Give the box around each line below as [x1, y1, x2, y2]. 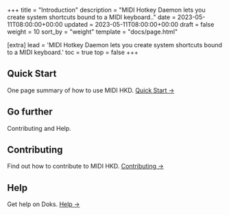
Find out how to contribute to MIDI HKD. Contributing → [7, 162, 165, 170]
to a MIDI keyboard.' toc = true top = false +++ [7, 48, 138, 56]
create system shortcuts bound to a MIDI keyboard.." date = [7, 13, 176, 21]
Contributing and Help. [7, 124, 72, 132]
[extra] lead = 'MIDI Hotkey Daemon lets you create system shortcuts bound [7, 41, 223, 49]
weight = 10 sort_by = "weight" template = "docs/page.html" [7, 27, 178, 36]
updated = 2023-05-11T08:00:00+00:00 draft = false [64, 21, 215, 28]
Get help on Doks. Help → [7, 200, 80, 208]
